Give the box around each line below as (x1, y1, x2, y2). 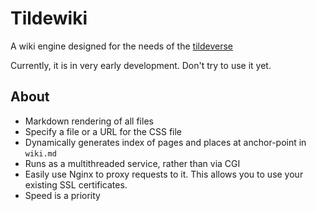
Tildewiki (10, 7, 88, 30)
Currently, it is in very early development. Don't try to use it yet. (10, 59, 272, 71)
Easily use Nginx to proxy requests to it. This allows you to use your (24, 168, 304, 180)
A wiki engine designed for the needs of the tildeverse (10, 40, 233, 52)
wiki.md (24, 148, 57, 159)
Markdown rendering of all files (24, 115, 154, 127)
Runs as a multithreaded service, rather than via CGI (24, 157, 241, 169)
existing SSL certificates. (24, 178, 128, 191)
